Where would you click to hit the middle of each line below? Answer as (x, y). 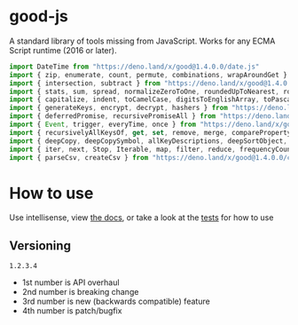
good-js (39, 16)
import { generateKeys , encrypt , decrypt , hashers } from (118, 108)
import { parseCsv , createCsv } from (79, 157)
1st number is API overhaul (71, 282)
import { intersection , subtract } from (85, 83)
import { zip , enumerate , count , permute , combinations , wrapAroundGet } (149, 75)
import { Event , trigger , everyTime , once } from (103, 125)
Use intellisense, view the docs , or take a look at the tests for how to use (141, 218)
